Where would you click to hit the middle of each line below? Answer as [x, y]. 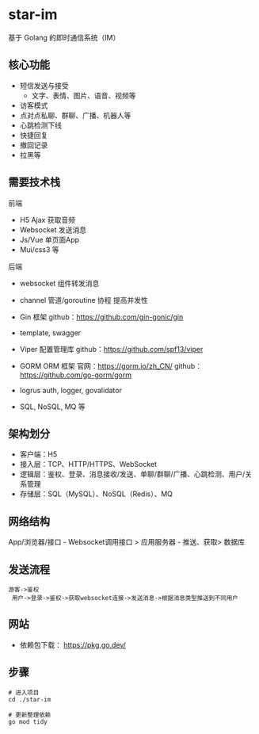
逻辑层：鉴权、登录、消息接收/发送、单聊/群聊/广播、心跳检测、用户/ [132, 474]
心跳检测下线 [40, 125]
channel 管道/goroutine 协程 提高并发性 [84, 300]
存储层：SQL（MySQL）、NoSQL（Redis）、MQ [96, 494]
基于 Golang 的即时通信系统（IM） [64, 37]
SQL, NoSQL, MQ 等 [52, 407]
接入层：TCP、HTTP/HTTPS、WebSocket [88, 464]
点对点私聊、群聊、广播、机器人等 [75, 115]
